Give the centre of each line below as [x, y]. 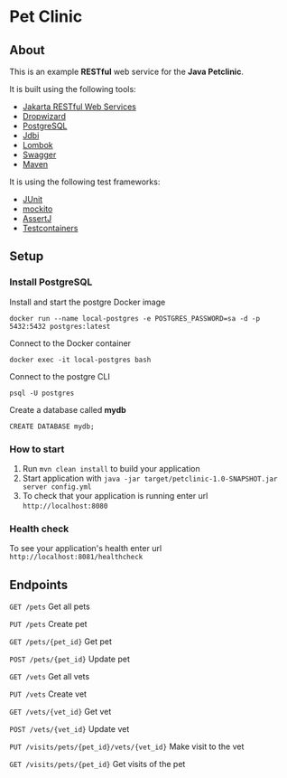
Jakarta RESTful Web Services [79, 107]
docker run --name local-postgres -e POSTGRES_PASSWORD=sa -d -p [134, 318]
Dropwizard [44, 116]
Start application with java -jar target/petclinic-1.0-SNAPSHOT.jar [150, 478]
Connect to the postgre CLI [60, 376]
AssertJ [37, 218]
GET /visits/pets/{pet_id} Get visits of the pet [97, 764]
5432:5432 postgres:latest [60, 326]
